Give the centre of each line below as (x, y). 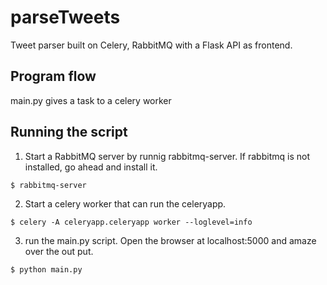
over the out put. (59, 251)
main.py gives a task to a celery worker (91, 100)
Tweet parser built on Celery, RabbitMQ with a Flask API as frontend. (151, 45)
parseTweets (65, 17)
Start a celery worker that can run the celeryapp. (125, 203)
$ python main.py (46, 269)
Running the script (69, 132)
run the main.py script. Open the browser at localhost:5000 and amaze (170, 240)
